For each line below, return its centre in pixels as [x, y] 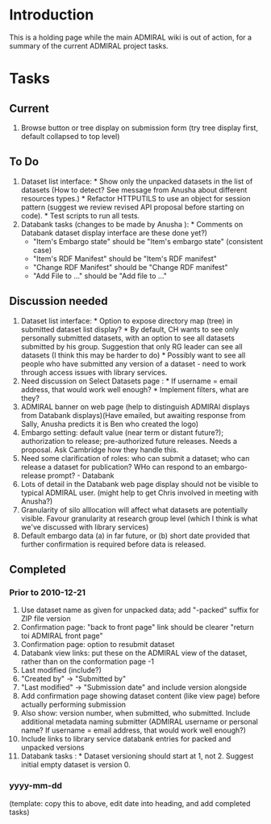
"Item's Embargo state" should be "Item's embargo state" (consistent [148, 241]
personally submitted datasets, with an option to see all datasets [127, 338]
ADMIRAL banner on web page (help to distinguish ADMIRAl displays [135, 407]
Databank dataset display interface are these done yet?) [114, 233]
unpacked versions [52, 748]
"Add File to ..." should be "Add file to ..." [100, 276]
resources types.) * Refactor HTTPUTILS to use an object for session [135, 198]
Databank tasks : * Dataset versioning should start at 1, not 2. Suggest [137, 756]
